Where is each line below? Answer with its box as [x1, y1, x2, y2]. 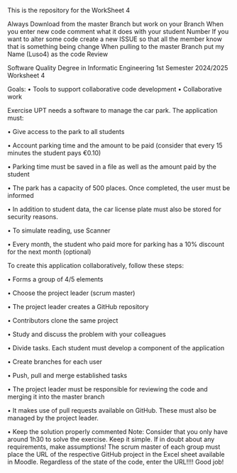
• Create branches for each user [7, 357, 103, 366]
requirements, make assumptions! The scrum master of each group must [7, 443, 221, 451]
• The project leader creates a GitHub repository [7, 303, 149, 311]
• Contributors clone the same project [7, 316, 118, 325]
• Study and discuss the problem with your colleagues [7, 330, 167, 338]
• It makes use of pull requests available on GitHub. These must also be [7, 406, 216, 414]
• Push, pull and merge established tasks [7, 372, 128, 379]
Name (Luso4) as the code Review [7, 50, 109, 58]
